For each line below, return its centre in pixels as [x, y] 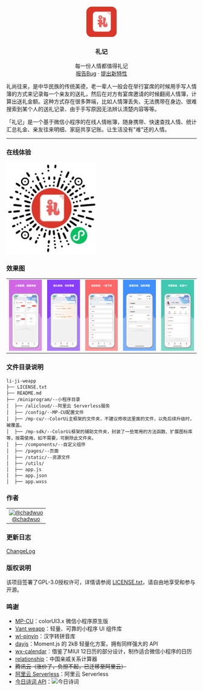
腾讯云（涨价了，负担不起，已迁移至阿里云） [71, 667]
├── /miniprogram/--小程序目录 [43, 399]
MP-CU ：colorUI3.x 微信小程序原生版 [62, 621]
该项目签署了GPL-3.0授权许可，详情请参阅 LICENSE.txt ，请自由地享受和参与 [101, 582]
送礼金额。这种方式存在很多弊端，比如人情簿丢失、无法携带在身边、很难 [107, 102]
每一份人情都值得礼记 [101, 66]
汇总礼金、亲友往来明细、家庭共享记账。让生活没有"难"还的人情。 [88, 129]
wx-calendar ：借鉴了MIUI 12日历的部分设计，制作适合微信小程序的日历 [103, 652]
